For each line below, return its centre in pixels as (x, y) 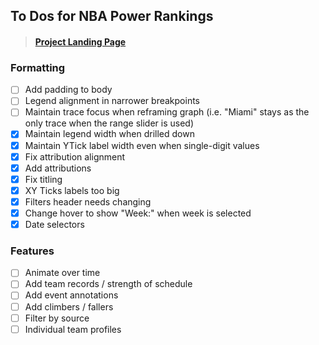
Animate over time (62, 273)
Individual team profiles (73, 329)
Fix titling (43, 179)
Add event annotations (71, 295)
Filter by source (57, 318)
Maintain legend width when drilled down (109, 134)
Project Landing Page (80, 41)
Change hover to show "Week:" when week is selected (138, 213)
